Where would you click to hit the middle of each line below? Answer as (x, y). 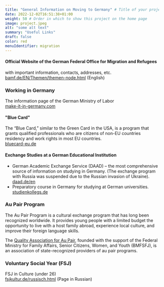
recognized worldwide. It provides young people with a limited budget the (79, 220)
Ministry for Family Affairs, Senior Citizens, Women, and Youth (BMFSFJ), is (81, 245)
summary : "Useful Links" (30, 32)
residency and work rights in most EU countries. (53, 139)
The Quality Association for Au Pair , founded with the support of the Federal (81, 240)
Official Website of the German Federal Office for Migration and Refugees (81, 62)
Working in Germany (30, 90)
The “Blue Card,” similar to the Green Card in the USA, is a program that (77, 128)
